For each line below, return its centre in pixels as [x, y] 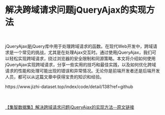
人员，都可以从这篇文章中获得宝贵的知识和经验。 [55, 77]
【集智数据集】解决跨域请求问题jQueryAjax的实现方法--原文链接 [70, 107]
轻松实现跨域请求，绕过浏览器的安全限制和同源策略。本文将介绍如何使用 [82, 58]
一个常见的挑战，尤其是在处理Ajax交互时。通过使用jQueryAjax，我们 [83, 52]
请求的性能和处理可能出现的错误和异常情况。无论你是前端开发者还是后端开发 [82, 70]
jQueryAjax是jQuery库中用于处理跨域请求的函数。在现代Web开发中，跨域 [79, 46]
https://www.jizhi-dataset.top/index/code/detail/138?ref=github [69, 87]
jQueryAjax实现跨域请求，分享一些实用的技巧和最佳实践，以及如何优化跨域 [81, 65]
